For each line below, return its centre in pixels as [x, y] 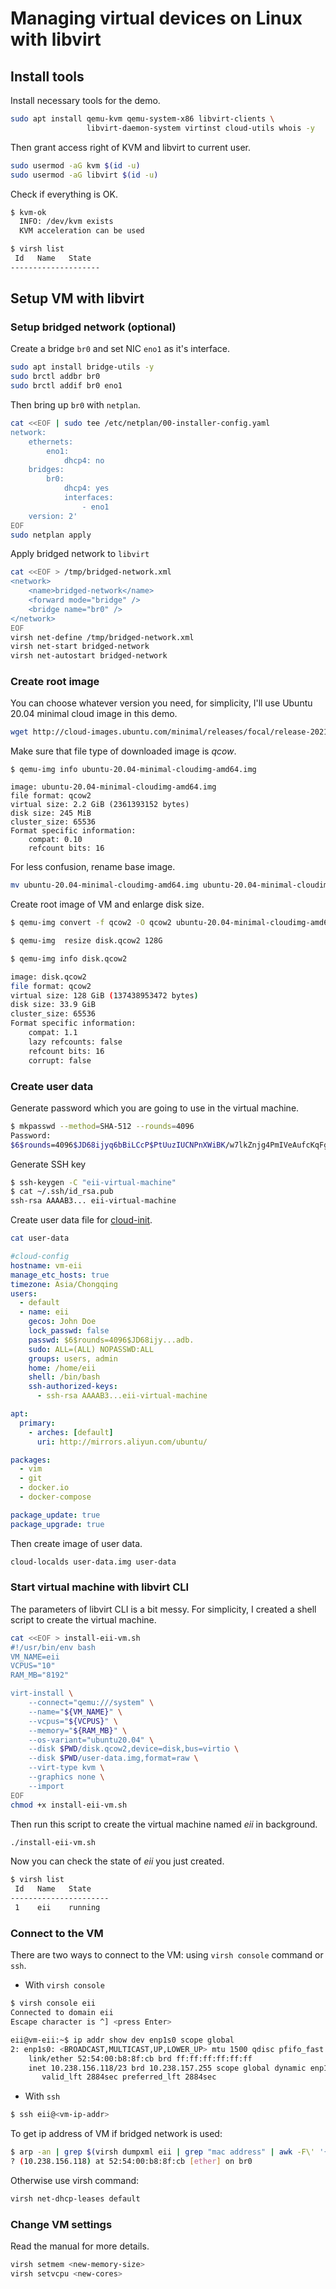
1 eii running [57, 1908]
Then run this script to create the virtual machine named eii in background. [164, 1824]
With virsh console [64, 1985]
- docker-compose [55, 1497]
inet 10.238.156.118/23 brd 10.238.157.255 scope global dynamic [167, 2068]
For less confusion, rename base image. [93, 867]
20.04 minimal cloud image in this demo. [94, 714]
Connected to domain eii [62, 2013]
